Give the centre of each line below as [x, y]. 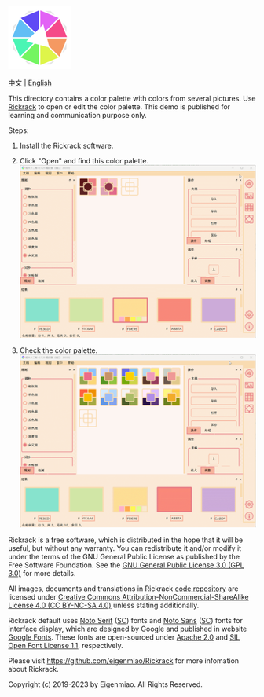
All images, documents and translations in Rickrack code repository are [123, 589]
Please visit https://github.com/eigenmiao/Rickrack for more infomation [124, 661]
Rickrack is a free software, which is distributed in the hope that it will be [126, 540]
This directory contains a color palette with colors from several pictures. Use [132, 98]
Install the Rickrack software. [66, 145]
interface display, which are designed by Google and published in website [128, 629]
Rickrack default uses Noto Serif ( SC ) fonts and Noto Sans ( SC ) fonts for [126, 621]
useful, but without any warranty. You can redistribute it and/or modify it [125, 548]
